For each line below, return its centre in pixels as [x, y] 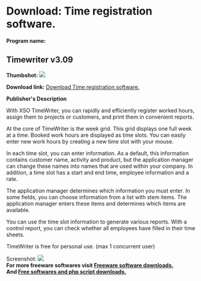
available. [18, 210]
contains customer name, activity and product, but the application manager [100, 159]
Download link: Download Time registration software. [73, 87]
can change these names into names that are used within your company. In [100, 166]
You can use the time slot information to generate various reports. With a [97, 222]
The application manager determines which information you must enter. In [98, 190]
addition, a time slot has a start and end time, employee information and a [97, 172]
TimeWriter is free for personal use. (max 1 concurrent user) [81, 246]
